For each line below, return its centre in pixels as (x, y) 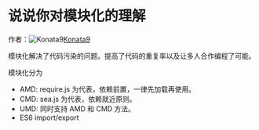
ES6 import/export (49, 117)
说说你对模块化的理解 (77, 16)
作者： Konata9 (49, 39)
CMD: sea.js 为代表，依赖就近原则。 (78, 99)
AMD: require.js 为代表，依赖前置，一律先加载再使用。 (108, 89)
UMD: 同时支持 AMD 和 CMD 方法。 (77, 108)
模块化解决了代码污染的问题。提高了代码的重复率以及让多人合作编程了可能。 (132, 56)
